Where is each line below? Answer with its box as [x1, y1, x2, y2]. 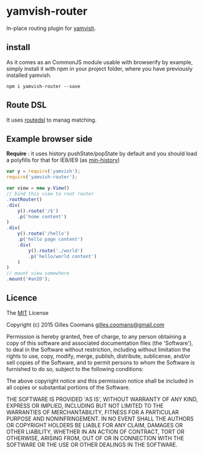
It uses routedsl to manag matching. [6, 116, 97, 123]
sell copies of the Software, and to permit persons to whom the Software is [6, 359, 195, 366]
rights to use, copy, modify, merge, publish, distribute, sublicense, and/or [6, 352, 191, 359]
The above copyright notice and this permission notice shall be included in [6, 377, 194, 385]
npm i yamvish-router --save [6, 83, 81, 89]
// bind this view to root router [6, 191, 95, 197]
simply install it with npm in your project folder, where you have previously [6, 65, 193, 72]
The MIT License [6, 309, 49, 316]
